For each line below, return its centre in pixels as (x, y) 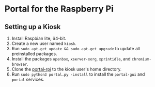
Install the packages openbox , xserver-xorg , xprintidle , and (71, 59)
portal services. (28, 79)
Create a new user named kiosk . (44, 43)
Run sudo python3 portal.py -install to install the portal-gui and (78, 74)
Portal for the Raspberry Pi (59, 9)
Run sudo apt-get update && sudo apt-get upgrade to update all (76, 49)
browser (19, 64)
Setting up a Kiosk (33, 27)
